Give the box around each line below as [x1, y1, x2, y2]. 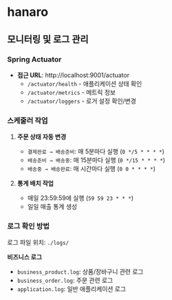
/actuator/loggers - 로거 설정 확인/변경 [27, 97, 136, 105]
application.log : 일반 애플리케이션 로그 [17, 285, 126, 293]
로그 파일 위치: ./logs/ [7, 239, 69, 247]
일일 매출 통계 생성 [27, 203, 78, 211]
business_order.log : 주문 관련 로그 [17, 277, 114, 285]
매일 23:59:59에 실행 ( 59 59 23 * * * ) [27, 194, 134, 202]
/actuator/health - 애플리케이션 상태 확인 [27, 79, 142, 88]
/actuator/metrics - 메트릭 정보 [27, 88, 116, 97]
